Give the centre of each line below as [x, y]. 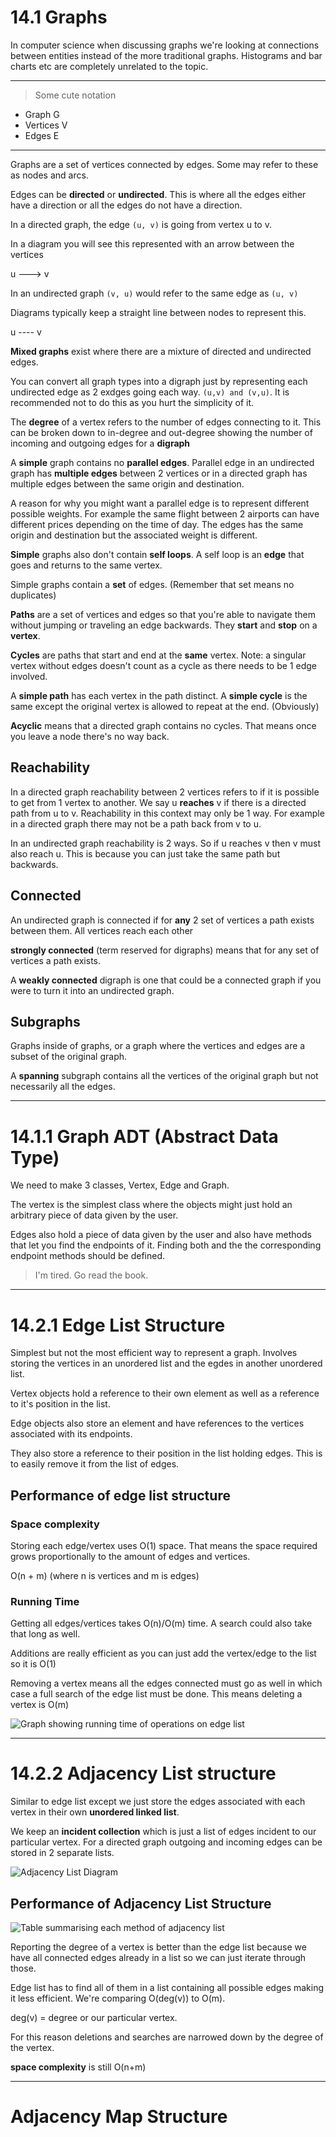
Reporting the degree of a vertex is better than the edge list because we [158, 1947]
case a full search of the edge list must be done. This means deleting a [156, 1694]
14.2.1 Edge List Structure [118, 1325]
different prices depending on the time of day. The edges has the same [157, 524]
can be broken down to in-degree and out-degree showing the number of [161, 432]
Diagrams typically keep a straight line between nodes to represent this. [158, 312]
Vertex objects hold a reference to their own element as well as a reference [165, 1393]
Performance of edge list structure [120, 1495]
